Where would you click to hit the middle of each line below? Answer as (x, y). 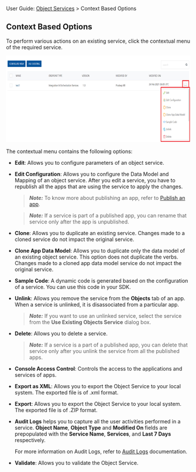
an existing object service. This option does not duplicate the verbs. (96, 257)
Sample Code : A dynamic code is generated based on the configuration (101, 281)
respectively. (30, 440)
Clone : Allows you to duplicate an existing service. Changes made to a (100, 233)
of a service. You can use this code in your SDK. (73, 287)
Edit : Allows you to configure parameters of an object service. (90, 163)
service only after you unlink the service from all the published (104, 351)
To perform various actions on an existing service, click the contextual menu (98, 41)
